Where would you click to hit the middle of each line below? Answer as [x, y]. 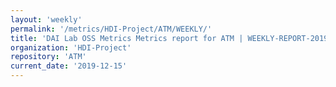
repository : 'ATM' [48, 57]
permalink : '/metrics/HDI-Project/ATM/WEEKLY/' [111, 29]
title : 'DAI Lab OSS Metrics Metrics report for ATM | [127, 38]
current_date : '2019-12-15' [69, 66]
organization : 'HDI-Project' [71, 47]
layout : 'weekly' [46, 19]
